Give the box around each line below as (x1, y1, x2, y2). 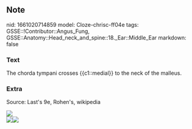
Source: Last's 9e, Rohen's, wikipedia (6, 99, 101, 106)
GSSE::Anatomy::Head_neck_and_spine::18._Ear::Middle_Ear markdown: (6, 33, 187, 41)
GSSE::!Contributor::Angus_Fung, (6, 27, 90, 35)
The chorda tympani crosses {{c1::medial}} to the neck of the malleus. (6, 69, 182, 77)
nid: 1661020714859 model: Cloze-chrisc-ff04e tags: (6, 21, 139, 28)
